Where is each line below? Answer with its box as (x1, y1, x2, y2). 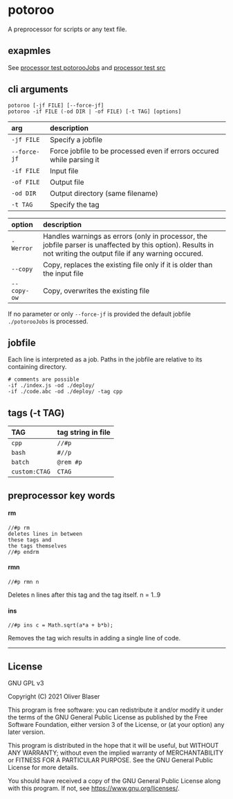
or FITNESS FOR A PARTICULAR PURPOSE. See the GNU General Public (8, 756, 214, 764)
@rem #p (57, 458, 82, 466)
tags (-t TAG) (8, 407, 65, 419)
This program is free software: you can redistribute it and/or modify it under (8, 706, 223, 714)
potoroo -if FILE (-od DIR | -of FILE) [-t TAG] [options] (8, 108, 182, 115)
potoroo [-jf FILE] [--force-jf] (8, 102, 104, 109)
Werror (11, 244, 33, 252)
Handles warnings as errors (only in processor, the (43, 231, 208, 241)
